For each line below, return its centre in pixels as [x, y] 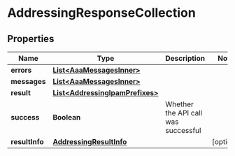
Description [185, 58]
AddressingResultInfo [90, 142]
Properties [31, 39]
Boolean [66, 117]
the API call [184, 113]
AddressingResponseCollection [101, 13]
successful [183, 130]
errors [21, 70]
